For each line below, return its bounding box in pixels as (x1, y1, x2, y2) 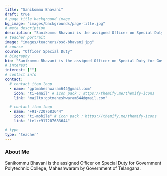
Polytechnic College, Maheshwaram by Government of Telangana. (5, 165, 141, 171)
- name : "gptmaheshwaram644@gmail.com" (9, 86, 92, 91)
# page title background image (5, 16, 70, 21)
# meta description (5, 26, 46, 31)
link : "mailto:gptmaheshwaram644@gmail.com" (14, 95, 108, 100)
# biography (5, 53, 30, 59)
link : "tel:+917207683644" (14, 118, 70, 123)
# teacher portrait (5, 35, 46, 40)
